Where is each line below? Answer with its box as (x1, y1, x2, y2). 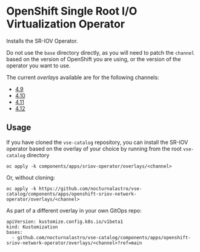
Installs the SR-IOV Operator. (6, 37, 78, 44)
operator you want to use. (6, 62, 71, 69)
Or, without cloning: (6, 174, 56, 181)
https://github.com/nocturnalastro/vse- (38, 185, 142, 192)
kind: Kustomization (6, 223, 59, 230)
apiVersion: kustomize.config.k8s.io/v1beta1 (6, 219, 123, 225)
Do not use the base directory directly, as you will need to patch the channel (6, 49, 195, 56)
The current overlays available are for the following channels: (6, 73, 159, 81)
